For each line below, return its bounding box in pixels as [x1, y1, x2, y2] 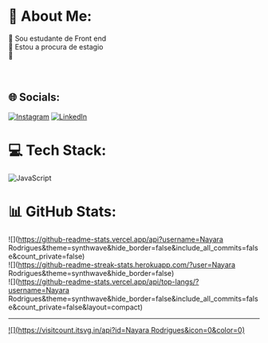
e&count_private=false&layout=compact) [8, 302, 144, 312]
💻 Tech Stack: [8, 141, 107, 159]
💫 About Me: [8, 7, 93, 26]
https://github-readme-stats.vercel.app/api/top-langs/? [18, 277, 199, 286]
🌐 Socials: [8, 91, 61, 104]
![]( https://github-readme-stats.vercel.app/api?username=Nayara [8, 235, 223, 244]
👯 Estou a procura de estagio [8, 41, 104, 51]
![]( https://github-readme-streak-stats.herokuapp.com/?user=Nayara [8, 259, 236, 270]
